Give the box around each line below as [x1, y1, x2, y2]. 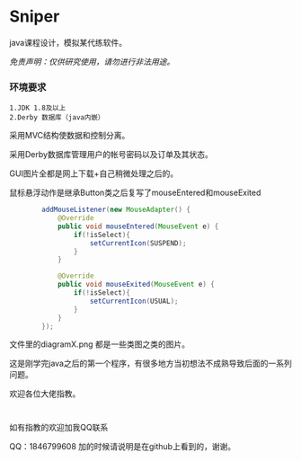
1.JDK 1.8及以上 [9, 103, 66, 113]
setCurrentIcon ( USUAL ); [89, 297, 179, 306]
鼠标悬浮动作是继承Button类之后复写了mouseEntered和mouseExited [9, 187, 261, 199]
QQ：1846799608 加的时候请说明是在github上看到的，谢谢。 [9, 440, 236, 451]
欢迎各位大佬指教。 [9, 388, 81, 399]
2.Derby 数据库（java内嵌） [9, 113, 105, 122]
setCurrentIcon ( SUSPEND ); [89, 238, 187, 248]
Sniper [9, 6, 60, 27]
